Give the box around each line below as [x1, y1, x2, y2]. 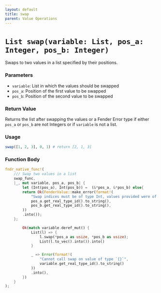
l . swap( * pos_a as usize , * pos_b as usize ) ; [39, 234, 129, 239]
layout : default [5, 7, 38, 12]
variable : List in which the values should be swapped [12, 83, 119, 89]
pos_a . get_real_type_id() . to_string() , [30, 198, 111, 204]
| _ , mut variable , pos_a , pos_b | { [14, 180, 86, 185]
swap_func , [14, 176, 36, 181]
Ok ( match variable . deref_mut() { [22, 225, 90, 230]
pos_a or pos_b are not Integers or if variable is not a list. [5, 121, 117, 127]
